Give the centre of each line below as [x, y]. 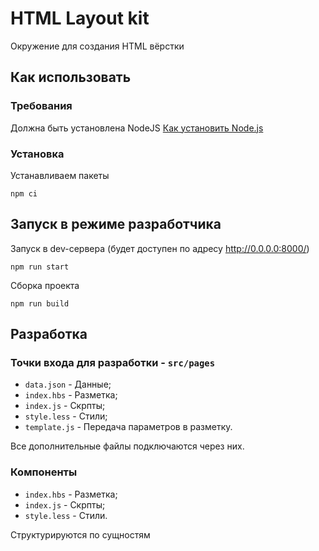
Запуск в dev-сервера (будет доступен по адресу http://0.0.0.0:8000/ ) [160, 248]
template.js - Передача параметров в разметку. [128, 427]
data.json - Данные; [68, 384]
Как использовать [71, 77]
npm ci [24, 193]
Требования [41, 106]
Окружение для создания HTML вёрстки [97, 46]
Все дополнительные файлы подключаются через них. [127, 446]
